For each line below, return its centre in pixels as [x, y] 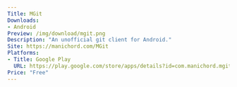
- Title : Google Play [39, 60]
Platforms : [23, 53]
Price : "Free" [28, 72]
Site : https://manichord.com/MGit [58, 46]
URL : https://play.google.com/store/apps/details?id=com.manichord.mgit [123, 66]
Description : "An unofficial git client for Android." [90, 40]
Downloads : [23, 20]
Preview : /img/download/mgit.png [56, 33]
